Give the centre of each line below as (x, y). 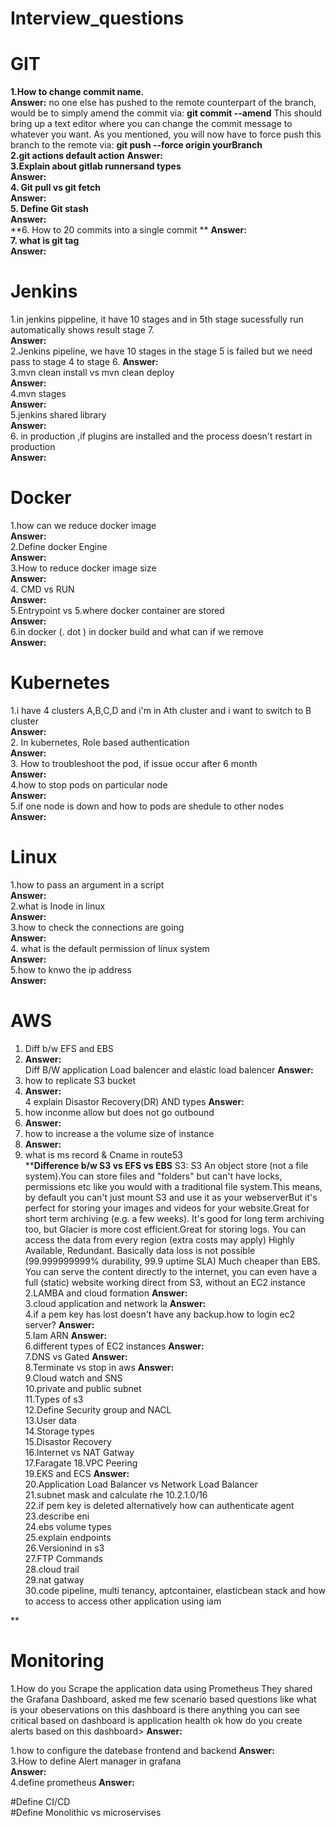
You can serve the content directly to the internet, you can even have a (171, 1271)
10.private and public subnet (83, 1388)
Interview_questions (97, 18)
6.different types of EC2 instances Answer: (114, 1346)
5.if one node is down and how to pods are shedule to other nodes (147, 806)
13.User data (50, 1420)
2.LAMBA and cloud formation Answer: (106, 1293)
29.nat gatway (54, 1579)
